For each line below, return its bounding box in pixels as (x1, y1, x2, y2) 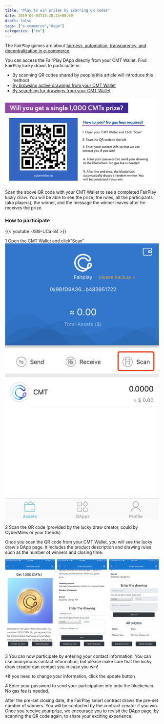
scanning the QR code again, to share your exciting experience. (5, 713, 133, 719)
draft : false (5, 18, 32, 23)
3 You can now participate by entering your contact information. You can (5, 653, 151, 659)
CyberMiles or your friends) (5, 530, 61, 536)
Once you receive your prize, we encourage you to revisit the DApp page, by (5, 708, 159, 714)
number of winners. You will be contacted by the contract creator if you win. (5, 703, 159, 709)
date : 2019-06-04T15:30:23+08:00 (5, 13, 73, 18)
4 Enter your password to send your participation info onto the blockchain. (5, 683, 155, 689)
